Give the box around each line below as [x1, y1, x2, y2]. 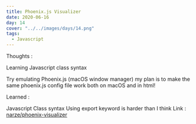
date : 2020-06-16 [6, 14, 49, 20]
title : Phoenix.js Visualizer [6, 8, 82, 15]
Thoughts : [6, 53, 33, 59]
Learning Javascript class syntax [6, 64, 88, 71]
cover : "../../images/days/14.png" [6, 25, 95, 31]
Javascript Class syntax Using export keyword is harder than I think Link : [6, 105, 186, 112]
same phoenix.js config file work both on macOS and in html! [6, 82, 156, 89]
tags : [6, 31, 20, 37]
